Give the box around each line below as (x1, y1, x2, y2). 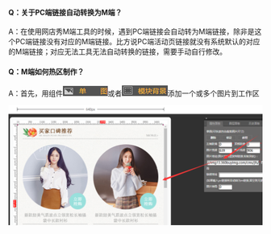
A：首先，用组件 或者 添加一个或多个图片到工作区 (8, 88, 260, 98)
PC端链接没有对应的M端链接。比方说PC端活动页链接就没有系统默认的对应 (15, 37, 261, 47)
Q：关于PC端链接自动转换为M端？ (8, 7, 123, 17)
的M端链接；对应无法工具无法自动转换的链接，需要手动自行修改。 (8, 47, 227, 56)
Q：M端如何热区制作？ (8, 67, 85, 76)
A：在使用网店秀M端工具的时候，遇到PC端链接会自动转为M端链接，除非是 (8, 27, 256, 36)
